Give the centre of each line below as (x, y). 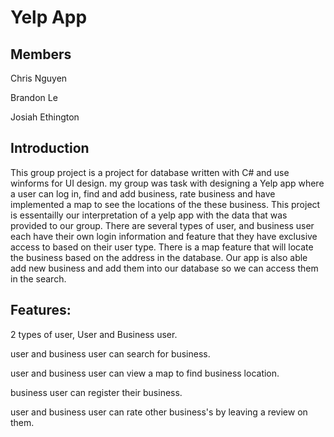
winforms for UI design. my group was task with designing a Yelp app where (167, 183)
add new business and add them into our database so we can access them (164, 268)
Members (41, 54)
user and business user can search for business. (110, 353)
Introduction (50, 148)
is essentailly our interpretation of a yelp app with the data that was (149, 215)
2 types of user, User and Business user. (94, 334)
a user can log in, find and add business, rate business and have (143, 193)
